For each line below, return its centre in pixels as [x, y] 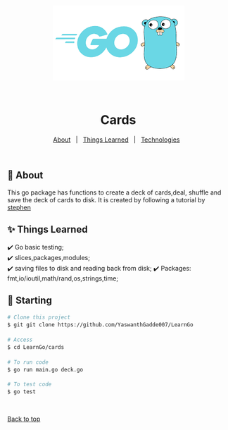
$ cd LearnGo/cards [36, 347]
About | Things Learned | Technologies [116, 140]
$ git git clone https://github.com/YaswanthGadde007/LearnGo [100, 325]
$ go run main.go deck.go [45, 369]
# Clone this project [39, 318]
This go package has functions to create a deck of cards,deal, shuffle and [114, 192]
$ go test [22, 392]
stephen [19, 207]
